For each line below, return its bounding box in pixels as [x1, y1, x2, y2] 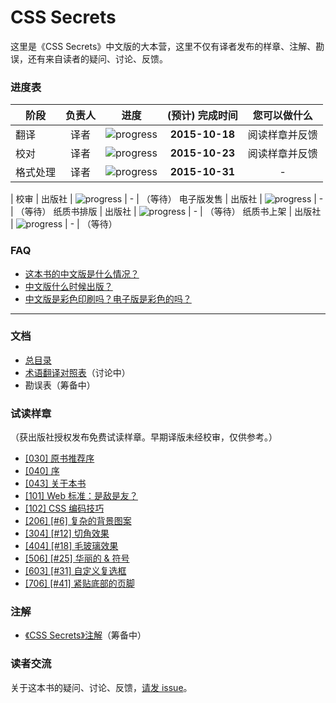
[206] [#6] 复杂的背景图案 [24, 515, 132, 527]
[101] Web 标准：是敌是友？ [24, 490, 138, 502]
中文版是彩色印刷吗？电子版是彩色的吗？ [24, 292, 192, 305]
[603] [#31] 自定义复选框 [24, 565, 127, 577]
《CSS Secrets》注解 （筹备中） [24, 629, 147, 641]
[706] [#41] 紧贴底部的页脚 [24, 577, 135, 590]
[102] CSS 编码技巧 [24, 502, 105, 515]
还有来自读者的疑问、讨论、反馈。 [27, 52, 168, 65]
